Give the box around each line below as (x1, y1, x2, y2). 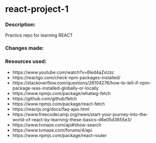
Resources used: (5, 58, 47, 65)
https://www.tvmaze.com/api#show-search (12, 122, 102, 128)
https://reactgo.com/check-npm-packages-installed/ (12, 74, 120, 80)
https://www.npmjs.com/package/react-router (12, 132, 107, 138)
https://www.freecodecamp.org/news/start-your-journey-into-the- (12, 111, 149, 117)
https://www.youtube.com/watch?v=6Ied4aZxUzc (12, 69, 115, 75)
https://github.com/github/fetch (12, 95, 77, 101)
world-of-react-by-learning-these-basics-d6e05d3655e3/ (12, 116, 132, 122)
